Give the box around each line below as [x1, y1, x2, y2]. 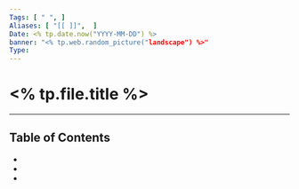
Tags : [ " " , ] [9, 12, 66, 22]
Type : [9, 46, 29, 55]
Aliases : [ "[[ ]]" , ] [9, 21, 98, 30]
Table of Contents [9, 130, 111, 146]
